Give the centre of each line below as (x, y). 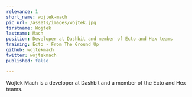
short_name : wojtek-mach (37, 17)
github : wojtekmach (30, 50)
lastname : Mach (25, 34)
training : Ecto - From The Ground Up (53, 45)
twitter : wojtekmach (32, 55)
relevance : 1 (22, 11)
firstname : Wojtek (29, 28)
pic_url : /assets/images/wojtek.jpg (51, 22)
